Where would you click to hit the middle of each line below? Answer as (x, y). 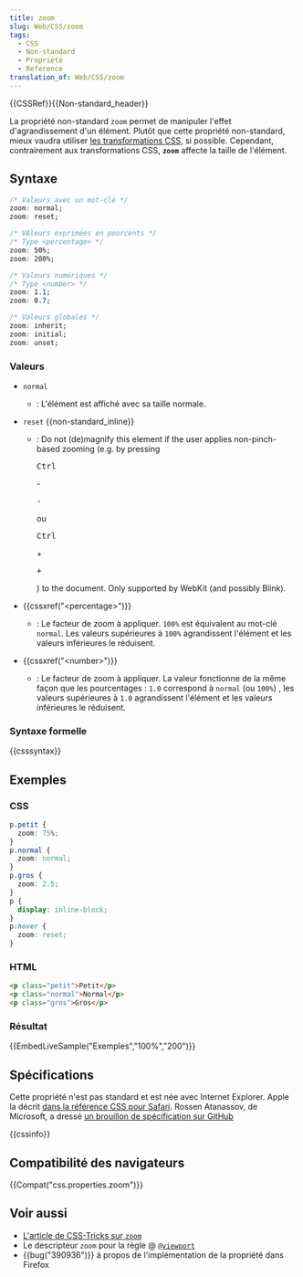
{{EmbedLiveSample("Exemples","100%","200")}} (103, 1046)
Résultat (28, 1026)
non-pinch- (255, 438)
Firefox (36, 1264)
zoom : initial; (38, 334)
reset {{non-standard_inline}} (78, 421)
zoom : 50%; (30, 250)
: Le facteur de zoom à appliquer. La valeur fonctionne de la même (161, 678)
